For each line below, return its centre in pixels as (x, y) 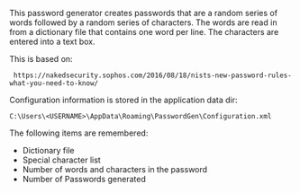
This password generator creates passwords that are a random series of (143, 13)
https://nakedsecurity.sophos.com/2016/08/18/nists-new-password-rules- (153, 75)
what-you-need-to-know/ (54, 83)
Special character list (61, 160)
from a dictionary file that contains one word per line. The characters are (144, 32)
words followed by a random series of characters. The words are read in (143, 22)
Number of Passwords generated (84, 179)
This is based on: (41, 59)
